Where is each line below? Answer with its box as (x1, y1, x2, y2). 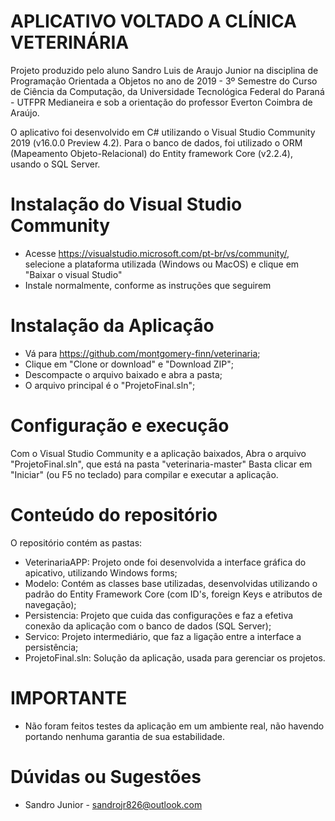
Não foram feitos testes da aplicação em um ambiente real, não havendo (24, 720, 325, 732)
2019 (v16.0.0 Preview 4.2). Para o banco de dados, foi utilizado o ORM (10, 136, 303, 149)
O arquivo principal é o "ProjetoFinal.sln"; (24, 379, 196, 391)
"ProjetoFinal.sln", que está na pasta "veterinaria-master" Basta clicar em (10, 458, 313, 470)
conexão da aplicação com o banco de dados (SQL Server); (24, 620, 272, 632)
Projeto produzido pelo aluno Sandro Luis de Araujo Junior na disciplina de (10, 64, 319, 76)
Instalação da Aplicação (10, 315, 215, 337)
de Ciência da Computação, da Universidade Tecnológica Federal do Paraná (10, 85, 325, 97)
